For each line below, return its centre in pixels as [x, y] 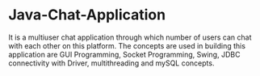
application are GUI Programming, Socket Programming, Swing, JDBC [124, 54]
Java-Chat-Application [87, 15]
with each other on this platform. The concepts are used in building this [127, 45]
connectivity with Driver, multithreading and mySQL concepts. [111, 63]
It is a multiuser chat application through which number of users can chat [130, 37]
